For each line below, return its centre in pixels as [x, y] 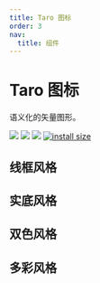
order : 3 [26, 26]
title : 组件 [39, 43]
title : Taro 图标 [41, 18]
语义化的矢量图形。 [45, 118]
